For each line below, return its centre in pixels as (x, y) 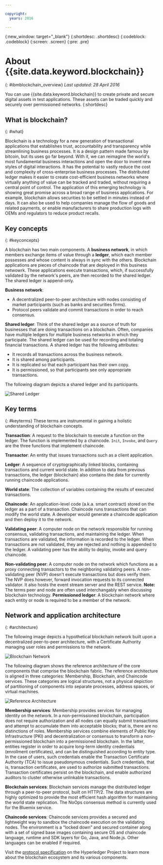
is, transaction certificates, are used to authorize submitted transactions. (78, 767)
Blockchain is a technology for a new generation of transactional (69, 141)
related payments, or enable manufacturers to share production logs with (78, 208)
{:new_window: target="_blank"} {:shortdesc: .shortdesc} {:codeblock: (76, 36)
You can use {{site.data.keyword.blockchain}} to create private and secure (80, 94)
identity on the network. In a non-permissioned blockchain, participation (77, 715)
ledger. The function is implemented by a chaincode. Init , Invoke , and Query (81, 441)
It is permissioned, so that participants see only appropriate (72, 370)
